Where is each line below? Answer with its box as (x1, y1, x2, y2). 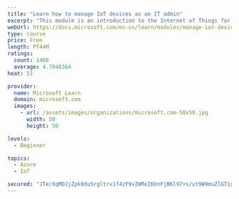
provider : (7, 82, 37, 90)
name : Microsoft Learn (14, 90, 81, 97)
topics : (7, 154, 31, 162)
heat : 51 (7, 70, 33, 77)
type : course (7, 30, 46, 38)
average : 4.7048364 (14, 63, 72, 70)
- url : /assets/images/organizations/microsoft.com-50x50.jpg (20, 109, 208, 117)
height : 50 (26, 122, 59, 129)
